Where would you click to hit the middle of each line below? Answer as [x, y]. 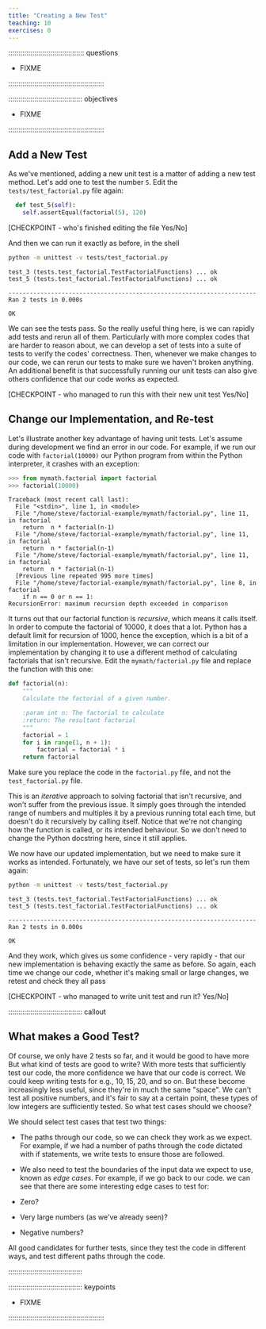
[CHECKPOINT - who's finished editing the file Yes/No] [98, 228]
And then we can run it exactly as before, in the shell [94, 243]
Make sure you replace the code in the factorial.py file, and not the [120, 772]
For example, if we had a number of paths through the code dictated [131, 1145]
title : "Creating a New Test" [58, 15]
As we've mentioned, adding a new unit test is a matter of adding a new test [132, 174]
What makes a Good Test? [74, 1037]
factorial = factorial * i [81, 750]
